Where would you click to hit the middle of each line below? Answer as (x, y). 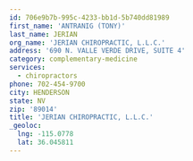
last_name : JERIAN (43, 34)
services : (28, 68)
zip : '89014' (34, 109)
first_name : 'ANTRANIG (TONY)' (67, 26)
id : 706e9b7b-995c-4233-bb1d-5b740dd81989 (89, 17)
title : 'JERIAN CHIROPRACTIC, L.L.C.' (81, 117)
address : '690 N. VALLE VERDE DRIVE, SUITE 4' (97, 51)
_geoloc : (25, 126)
